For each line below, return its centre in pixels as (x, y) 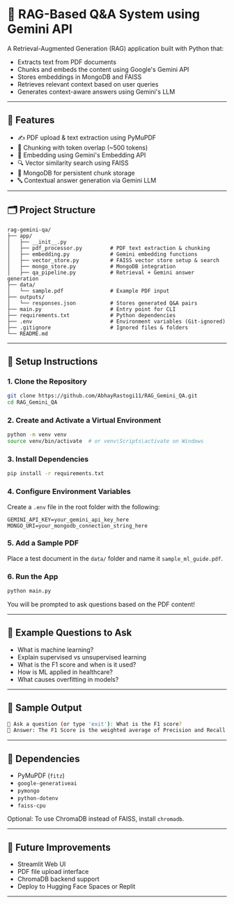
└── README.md (28, 334)
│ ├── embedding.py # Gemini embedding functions (102, 254)
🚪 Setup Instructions (53, 362)
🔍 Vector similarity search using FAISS (73, 163)
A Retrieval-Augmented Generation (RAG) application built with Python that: (116, 48)
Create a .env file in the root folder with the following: (84, 506)
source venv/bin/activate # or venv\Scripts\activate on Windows (106, 442)
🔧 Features (31, 121)
